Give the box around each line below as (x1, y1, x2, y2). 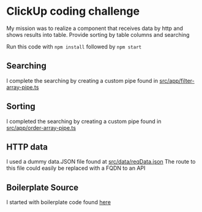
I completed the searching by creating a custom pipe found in (6, 118, 162, 125)
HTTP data (6, 142, 48, 152)
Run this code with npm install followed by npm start (6, 43, 142, 50)
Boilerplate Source (6, 182, 79, 192)
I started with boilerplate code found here (6, 199, 111, 206)
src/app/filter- (159, 77, 195, 84)
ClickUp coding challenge (6, 4, 140, 18)
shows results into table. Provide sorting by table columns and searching (6, 31, 190, 38)
